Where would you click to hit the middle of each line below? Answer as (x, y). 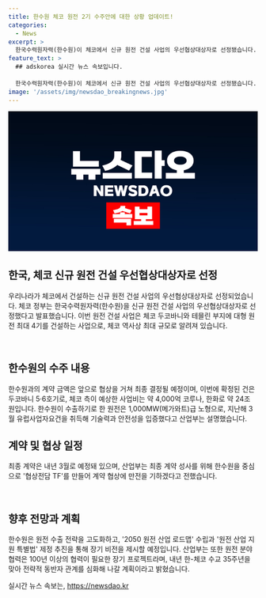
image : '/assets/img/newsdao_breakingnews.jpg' (88, 92)
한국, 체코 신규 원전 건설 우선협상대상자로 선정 (113, 276)
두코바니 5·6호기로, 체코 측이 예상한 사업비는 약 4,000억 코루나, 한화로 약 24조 (129, 399)
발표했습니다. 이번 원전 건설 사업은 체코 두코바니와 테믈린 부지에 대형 (141, 316)
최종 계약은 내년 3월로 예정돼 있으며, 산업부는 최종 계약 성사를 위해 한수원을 (124, 466)
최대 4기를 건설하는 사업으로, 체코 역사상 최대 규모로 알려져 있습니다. (122, 325)
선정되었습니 (234, 296)
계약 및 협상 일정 (46, 446)
